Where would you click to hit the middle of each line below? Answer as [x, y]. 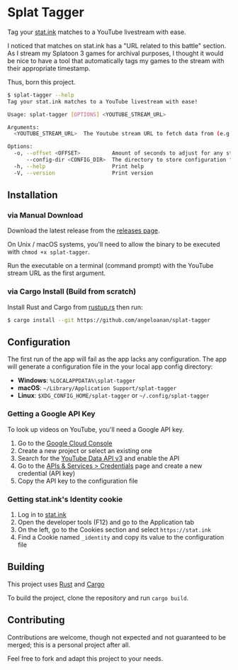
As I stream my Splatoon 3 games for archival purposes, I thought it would [115, 53]
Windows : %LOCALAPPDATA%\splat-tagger [76, 381]
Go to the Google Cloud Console [65, 443]
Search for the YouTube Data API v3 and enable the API [98, 458]
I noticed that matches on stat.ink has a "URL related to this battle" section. [117, 45]
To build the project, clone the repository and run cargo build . [98, 598]
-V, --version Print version [84, 173]
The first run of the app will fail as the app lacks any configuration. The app [117, 359]
